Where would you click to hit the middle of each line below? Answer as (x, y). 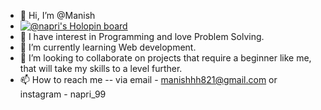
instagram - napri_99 (63, 94)
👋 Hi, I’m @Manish (57, 15)
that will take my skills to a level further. (101, 68)
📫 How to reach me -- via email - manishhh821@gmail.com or (148, 79)
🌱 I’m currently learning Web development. (108, 47)
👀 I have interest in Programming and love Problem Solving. (142, 36)
